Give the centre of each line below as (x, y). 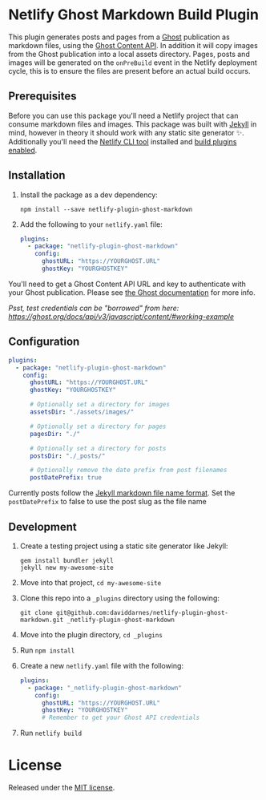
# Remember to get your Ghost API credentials (121, 718)
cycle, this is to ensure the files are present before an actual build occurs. (129, 71)
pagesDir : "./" (55, 434)
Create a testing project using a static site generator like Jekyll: (124, 546)
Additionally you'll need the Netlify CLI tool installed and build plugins (123, 141)
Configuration (44, 342)
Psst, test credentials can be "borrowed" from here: (94, 308)
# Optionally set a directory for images (100, 405)
